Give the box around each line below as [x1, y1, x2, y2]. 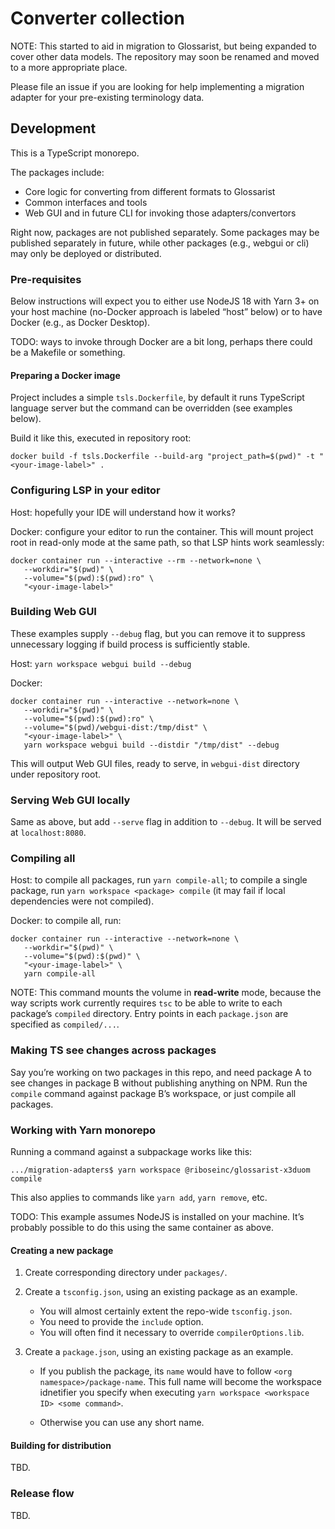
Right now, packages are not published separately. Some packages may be [10, 226, 320, 238]
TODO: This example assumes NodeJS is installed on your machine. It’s [10, 1211, 305, 1223]
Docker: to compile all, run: [10, 915, 122, 927]
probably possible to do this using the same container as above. [10, 1222, 275, 1234]
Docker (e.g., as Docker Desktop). [10, 317, 151, 329]
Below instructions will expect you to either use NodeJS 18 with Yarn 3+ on [10, 295, 320, 307]
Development [10, 120, 97, 137]
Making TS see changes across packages [10, 1043, 217, 1057]
